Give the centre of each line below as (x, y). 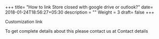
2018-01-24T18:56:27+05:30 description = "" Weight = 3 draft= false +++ (80, 12)
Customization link (24, 22)
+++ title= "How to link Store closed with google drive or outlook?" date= (79, 7)
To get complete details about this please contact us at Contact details (77, 31)
